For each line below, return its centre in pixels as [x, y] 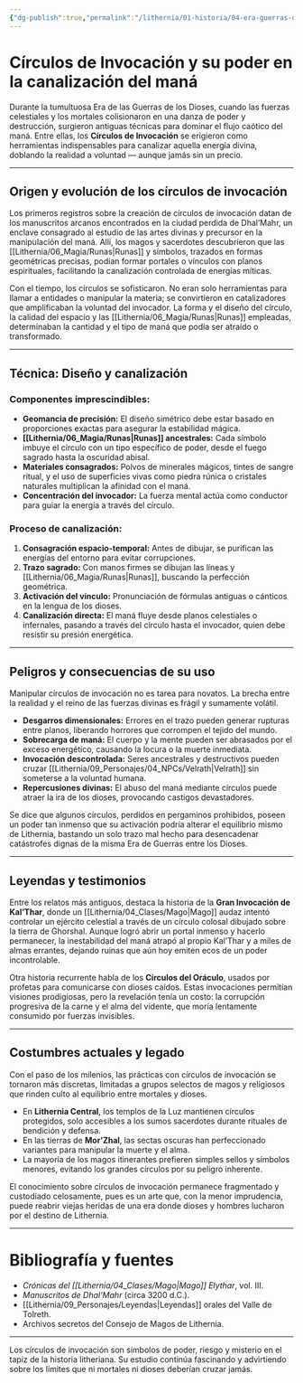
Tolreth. [37, 1314]
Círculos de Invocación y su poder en [151, 62]
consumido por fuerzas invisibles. [72, 1016]
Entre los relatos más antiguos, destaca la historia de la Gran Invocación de [150, 902]
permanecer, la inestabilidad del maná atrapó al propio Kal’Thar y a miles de [150, 940]
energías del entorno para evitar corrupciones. [109, 558]
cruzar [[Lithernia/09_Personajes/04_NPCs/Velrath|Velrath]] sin [141, 768]
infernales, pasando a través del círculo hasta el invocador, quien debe [154, 626]
